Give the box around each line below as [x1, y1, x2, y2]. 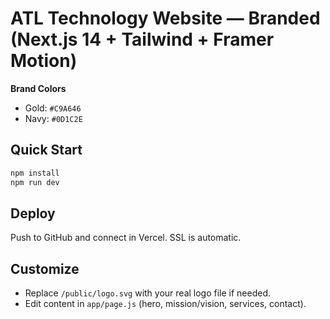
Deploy [10, 205, 56, 222]
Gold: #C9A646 [24, 102, 82, 114]
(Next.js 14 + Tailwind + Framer [10, 28, 275, 51]
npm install [10, 168, 60, 178]
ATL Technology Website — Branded [10, 7, 321, 30]
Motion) [10, 50, 78, 72]
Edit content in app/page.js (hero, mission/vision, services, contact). [24, 298, 307, 310]
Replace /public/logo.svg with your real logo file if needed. [24, 287, 272, 299]
